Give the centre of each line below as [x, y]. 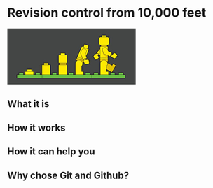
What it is [28, 104]
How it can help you [51, 152]
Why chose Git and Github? [68, 175]
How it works [36, 128]
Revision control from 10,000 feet [107, 13]
